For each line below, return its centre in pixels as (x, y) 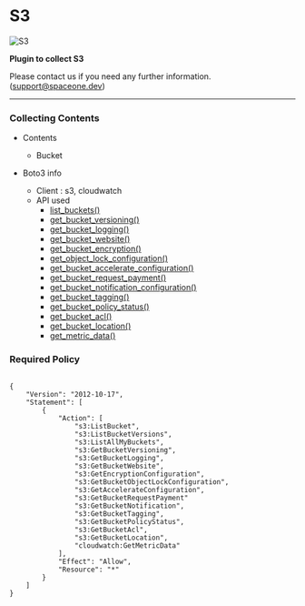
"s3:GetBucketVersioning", (125, 450)
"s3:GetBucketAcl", (111, 530)
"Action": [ (80, 418)
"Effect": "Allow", (94, 561)
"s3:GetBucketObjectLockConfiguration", (152, 482)
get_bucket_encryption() (96, 249)
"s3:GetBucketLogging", (119, 458)
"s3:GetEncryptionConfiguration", (139, 474)
